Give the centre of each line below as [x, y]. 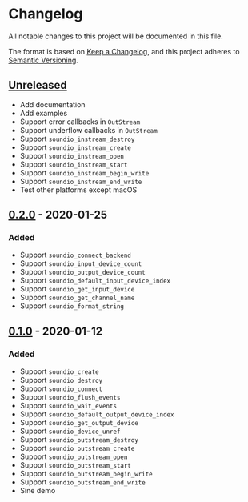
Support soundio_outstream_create [77, 448]
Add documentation [52, 104]
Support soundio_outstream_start [76, 465]
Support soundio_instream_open [72, 155]
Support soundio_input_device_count [81, 263]
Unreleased [38, 85]
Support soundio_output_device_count [82, 272]
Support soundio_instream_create [76, 147]
